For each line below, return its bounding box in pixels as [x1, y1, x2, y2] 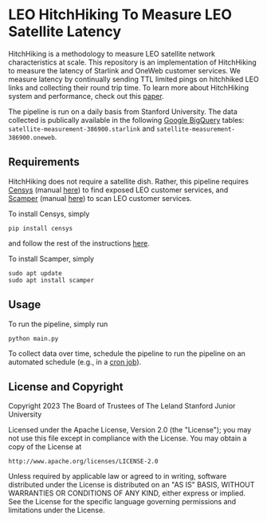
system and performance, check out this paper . [8, 91, 165, 101]
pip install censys [8, 224, 73, 232]
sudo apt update [8, 269, 62, 277]
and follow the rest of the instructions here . [8, 238, 150, 248]
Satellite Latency [8, 22, 122, 41]
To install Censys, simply [8, 209, 90, 219]
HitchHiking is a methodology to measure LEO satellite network [8, 49, 216, 58]
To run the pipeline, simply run [8, 319, 108, 329]
